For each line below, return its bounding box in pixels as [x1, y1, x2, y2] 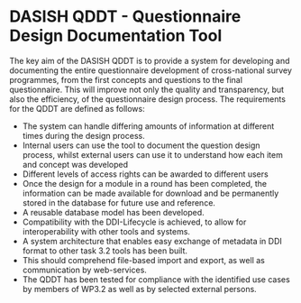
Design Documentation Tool [9, 25, 223, 46]
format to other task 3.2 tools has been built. [22, 245, 187, 256]
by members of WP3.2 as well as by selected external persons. [22, 283, 257, 294]
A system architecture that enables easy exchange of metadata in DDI [22, 235, 282, 246]
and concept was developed [22, 159, 129, 170]
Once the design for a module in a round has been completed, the [22, 178, 268, 188]
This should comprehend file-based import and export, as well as [22, 254, 266, 265]
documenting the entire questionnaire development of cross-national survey [9, 65, 293, 76]
